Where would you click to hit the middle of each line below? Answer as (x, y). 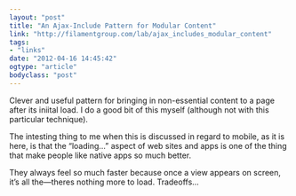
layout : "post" (37, 17)
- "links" (28, 51)
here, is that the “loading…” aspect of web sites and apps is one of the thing (148, 145)
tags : (19, 42)
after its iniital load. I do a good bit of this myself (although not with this (139, 110)
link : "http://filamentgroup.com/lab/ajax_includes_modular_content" (141, 34)
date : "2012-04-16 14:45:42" (63, 59)
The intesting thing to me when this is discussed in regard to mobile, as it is (147, 136)
